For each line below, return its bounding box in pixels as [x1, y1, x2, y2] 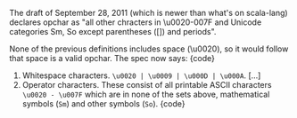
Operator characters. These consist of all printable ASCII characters [21, 80, 272, 90]
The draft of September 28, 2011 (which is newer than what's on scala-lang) [9, 8, 288, 18]
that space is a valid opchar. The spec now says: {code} [9, 53, 216, 63]
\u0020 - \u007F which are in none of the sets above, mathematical [21, 89, 270, 99]
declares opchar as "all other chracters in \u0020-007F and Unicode [9, 17, 262, 28]
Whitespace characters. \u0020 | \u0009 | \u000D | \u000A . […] [21, 70, 261, 81]
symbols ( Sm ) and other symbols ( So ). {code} [21, 98, 186, 109]
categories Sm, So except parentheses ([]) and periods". [9, 27, 217, 36]
